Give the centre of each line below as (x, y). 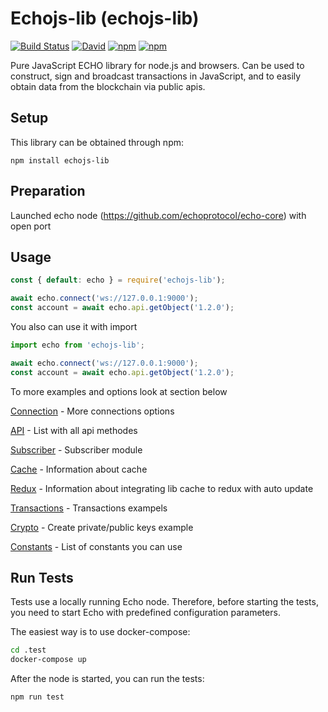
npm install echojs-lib (60, 160)
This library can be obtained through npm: (97, 142)
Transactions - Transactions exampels (89, 508)
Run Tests (42, 578)
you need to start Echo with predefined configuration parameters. (145, 613)
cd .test (28, 650)
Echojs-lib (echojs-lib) (105, 18)
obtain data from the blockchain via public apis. (108, 86)
